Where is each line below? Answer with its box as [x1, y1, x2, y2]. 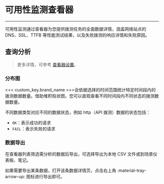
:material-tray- [117, 167, 146, 173]
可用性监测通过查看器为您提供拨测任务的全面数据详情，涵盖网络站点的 [5, 26, 146, 32]
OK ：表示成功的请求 [12, 120, 51, 126]
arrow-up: [5, 174, 25, 180]
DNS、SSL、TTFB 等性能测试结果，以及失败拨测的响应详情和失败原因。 [5, 32, 150, 38]
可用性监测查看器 [5, 4, 74, 16]
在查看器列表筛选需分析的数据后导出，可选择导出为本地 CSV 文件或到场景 [5, 151, 153, 157]
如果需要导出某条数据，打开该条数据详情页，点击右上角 [5, 167, 116, 173]
